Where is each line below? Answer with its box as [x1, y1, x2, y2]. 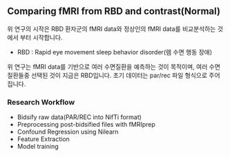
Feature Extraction [17, 135, 70, 143]
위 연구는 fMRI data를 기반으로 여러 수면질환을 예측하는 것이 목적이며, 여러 [7, 62, 208, 71]
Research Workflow [7, 97, 75, 107]
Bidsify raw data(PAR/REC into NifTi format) [17, 113, 142, 121]
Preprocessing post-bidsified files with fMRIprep [17, 121, 155, 129]
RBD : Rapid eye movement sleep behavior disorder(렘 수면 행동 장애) [17, 48, 213, 56]
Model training [17, 143, 59, 151]
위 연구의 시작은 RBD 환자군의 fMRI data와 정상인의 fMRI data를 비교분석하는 [7, 24, 216, 33]
